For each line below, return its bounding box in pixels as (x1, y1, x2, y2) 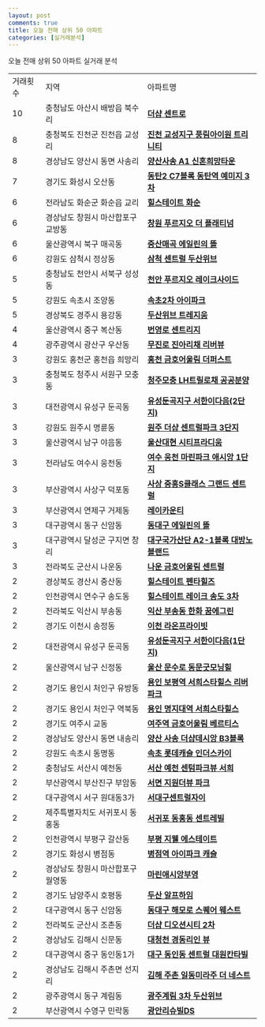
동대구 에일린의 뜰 (147, 520, 211, 531)
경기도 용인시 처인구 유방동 (45, 683, 140, 694)
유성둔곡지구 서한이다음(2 (147, 395, 238, 407)
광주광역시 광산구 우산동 (45, 339, 130, 350)
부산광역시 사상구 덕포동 (45, 485, 130, 496)
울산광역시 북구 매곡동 (45, 238, 123, 249)
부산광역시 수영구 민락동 (45, 1006, 130, 1017)
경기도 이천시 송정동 (45, 620, 116, 632)
